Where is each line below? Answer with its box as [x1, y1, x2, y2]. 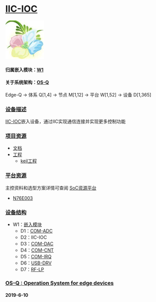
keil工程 [20, 158, 37, 164]
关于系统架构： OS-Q [5, 79, 49, 85]
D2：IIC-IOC [20, 234, 47, 240]
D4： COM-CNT [20, 247, 54, 253]
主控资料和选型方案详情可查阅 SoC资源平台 [5, 184, 96, 191]
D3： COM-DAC [20, 240, 54, 247]
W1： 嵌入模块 [12, 221, 42, 228]
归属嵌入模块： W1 [5, 66, 44, 72]
